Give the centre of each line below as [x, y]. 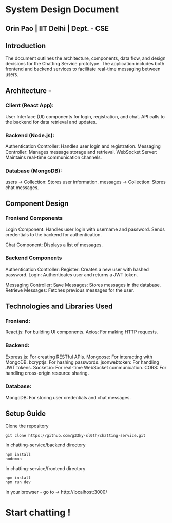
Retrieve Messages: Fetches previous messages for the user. [70, 290]
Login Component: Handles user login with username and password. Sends [85, 229]
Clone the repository [27, 426]
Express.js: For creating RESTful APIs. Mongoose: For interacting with [79, 357]
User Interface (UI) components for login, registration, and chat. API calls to [85, 117]
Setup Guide [26, 414]
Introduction [26, 45]
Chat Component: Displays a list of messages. [54, 245]
